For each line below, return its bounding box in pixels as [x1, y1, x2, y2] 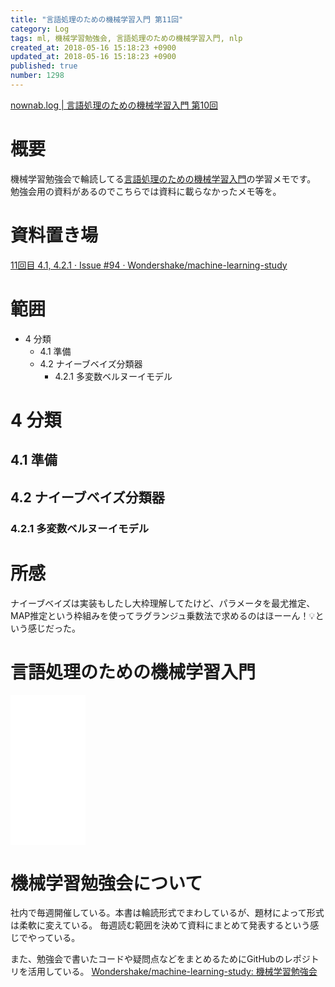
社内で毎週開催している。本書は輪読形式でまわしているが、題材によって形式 [10, 907, 325, 919]
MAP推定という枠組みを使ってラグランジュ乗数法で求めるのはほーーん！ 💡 [10, 609, 316, 621]
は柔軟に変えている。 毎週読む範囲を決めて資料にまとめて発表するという [10, 919, 311, 931]
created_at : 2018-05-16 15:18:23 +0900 [10, 42, 177, 53]
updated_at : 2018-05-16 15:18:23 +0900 [10, 52, 177, 62]
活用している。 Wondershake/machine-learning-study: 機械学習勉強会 [27, 966, 318, 978]
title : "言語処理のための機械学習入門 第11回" [10, 14, 184, 25]
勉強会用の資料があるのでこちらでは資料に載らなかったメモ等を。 [10, 185, 282, 197]
